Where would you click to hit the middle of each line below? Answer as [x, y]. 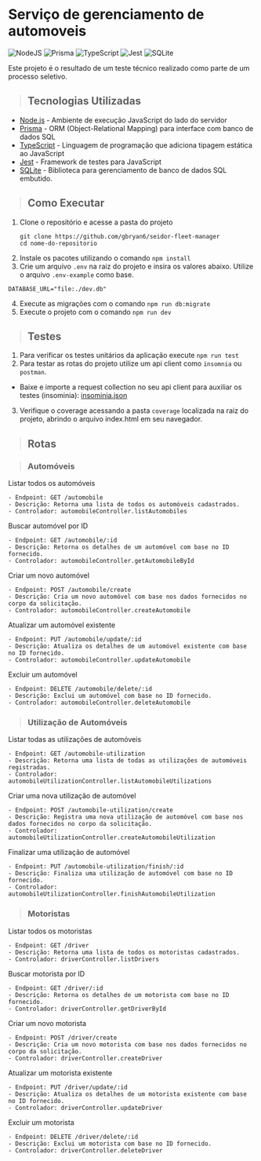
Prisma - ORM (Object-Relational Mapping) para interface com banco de [136, 128]
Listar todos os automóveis [52, 484]
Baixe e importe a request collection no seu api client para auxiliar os [130, 387]
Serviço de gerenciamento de [106, 15]
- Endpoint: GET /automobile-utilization [77, 754]
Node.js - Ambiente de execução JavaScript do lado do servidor [123, 120]
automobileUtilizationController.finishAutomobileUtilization [112, 894]
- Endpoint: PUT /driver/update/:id [68, 1087]
